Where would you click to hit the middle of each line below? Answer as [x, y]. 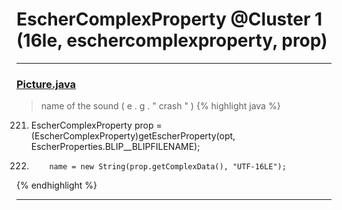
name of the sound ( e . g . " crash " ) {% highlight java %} [160, 106]
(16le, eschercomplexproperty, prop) [172, 40]
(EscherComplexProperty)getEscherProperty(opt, [133, 136]
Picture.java [46, 84]
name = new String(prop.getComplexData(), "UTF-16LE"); [168, 167]
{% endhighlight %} [57, 185]
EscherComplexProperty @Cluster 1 [169, 19]
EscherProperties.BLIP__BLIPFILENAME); [115, 147]
